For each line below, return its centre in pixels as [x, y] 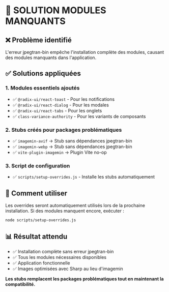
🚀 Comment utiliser [36, 193]
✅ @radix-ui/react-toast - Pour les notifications [64, 99]
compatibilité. [20, 284]
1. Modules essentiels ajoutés [43, 88]
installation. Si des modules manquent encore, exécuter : [65, 211]
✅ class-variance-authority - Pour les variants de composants [79, 116]
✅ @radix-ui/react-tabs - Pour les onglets [57, 110]
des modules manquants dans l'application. [51, 57]
